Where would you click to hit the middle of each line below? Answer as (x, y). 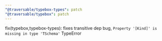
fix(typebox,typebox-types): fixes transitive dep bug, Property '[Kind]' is (81, 28)
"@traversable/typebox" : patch (37, 14)
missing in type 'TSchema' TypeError (43, 33)
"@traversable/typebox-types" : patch (44, 10)
